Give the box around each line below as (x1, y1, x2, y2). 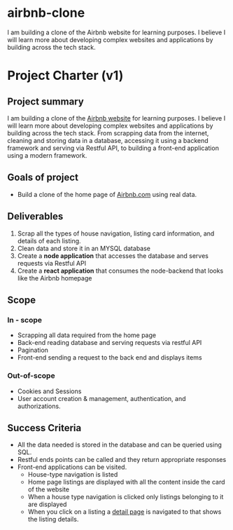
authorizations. (17, 402, 61, 410)
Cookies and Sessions (17, 387, 82, 395)
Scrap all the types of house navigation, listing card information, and (17, 229, 215, 238)
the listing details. (27, 515, 79, 524)
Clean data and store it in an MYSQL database (17, 244, 151, 252)
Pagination (17, 346, 49, 355)
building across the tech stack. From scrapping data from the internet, (7, 128, 209, 137)
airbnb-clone (7, 5, 85, 21)
